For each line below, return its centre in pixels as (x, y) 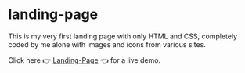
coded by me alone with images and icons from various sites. (107, 44)
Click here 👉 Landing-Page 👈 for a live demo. (85, 60)
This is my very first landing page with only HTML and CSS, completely (122, 36)
